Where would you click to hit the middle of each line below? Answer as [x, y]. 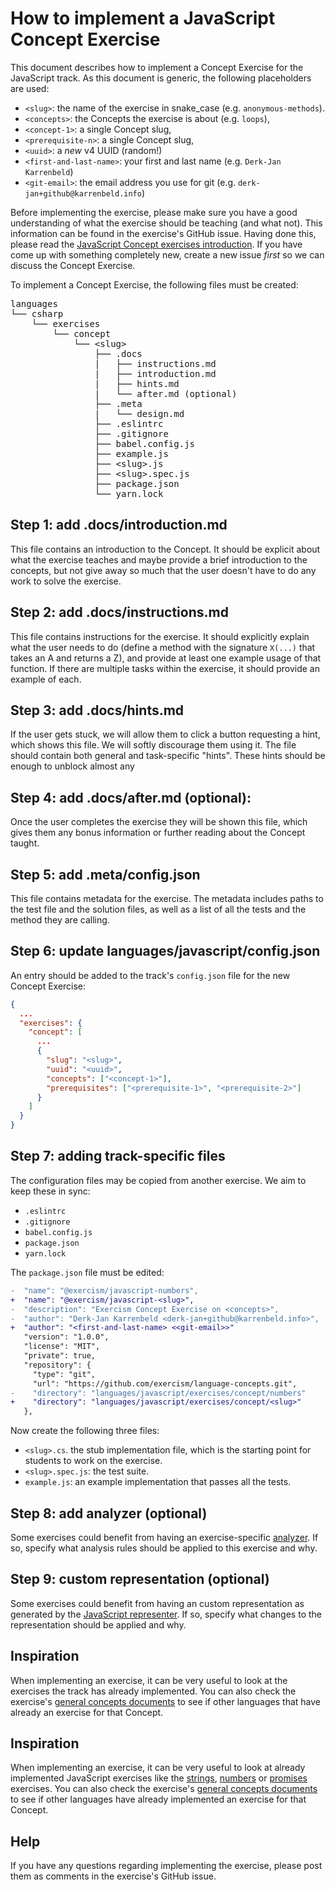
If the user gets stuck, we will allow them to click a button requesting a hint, [165, 734]
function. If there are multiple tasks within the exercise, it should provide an [165, 668]
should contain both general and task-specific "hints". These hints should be [168, 756]
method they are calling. [60, 920]
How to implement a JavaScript [143, 18]
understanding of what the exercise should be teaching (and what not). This [166, 223]
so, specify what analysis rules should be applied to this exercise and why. [164, 1548]
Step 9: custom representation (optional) [140, 1579]
